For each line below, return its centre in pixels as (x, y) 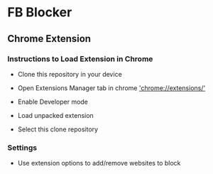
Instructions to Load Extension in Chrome (80, 59)
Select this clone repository (58, 129)
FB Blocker (40, 12)
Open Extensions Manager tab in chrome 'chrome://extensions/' (111, 88)
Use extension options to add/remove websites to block (99, 163)
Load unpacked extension (55, 115)
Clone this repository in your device (70, 74)
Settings (22, 148)
